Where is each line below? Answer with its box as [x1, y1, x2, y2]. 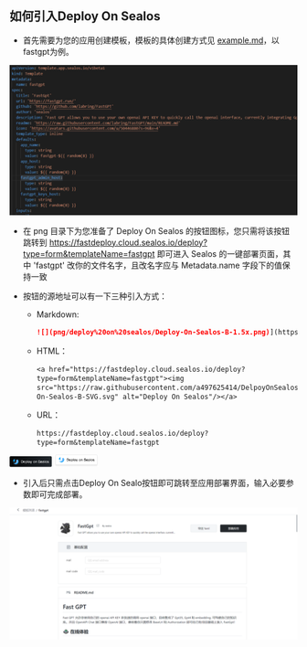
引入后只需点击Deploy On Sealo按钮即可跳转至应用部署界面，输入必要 [22, 477, 286, 488]
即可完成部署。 [30, 488, 88, 500]
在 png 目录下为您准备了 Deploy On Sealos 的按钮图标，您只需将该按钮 [22, 225, 291, 236]
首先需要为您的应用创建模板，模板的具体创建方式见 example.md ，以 [22, 35, 281, 46]
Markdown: [36, 309, 79, 320]
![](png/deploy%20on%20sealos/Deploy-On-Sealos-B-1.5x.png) [36, 327, 270, 336]
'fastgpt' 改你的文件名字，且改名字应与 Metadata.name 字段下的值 [33, 260, 283, 270]
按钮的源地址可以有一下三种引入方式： [22, 291, 167, 302]
